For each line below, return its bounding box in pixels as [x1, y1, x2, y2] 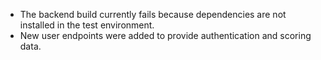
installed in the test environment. [19, 19, 155, 31]
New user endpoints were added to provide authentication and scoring [19, 30, 312, 41]
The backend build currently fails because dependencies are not [19, 9, 287, 20]
